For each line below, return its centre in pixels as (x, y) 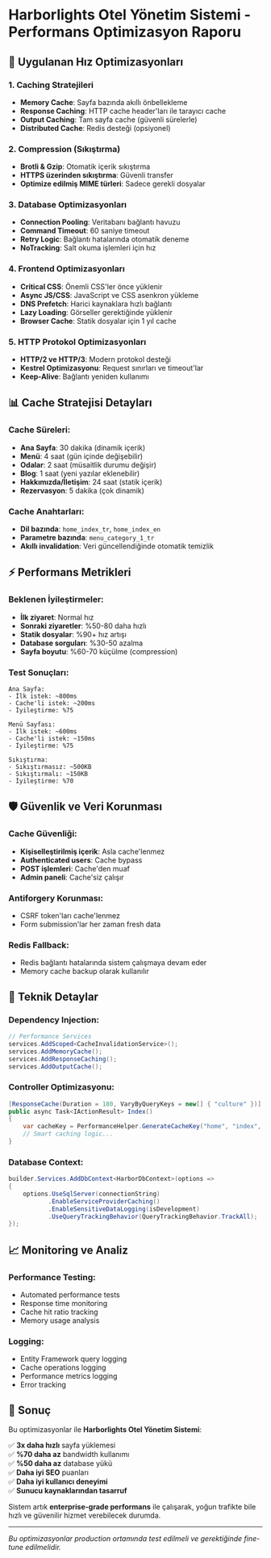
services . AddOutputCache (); (56, 1067)
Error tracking (43, 1385)
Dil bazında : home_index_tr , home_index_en (90, 529)
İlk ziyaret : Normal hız (57, 617)
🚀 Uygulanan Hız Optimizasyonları (96, 62)
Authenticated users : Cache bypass (81, 860)
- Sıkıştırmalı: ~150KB (48, 774)
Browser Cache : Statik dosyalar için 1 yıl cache (98, 321)
